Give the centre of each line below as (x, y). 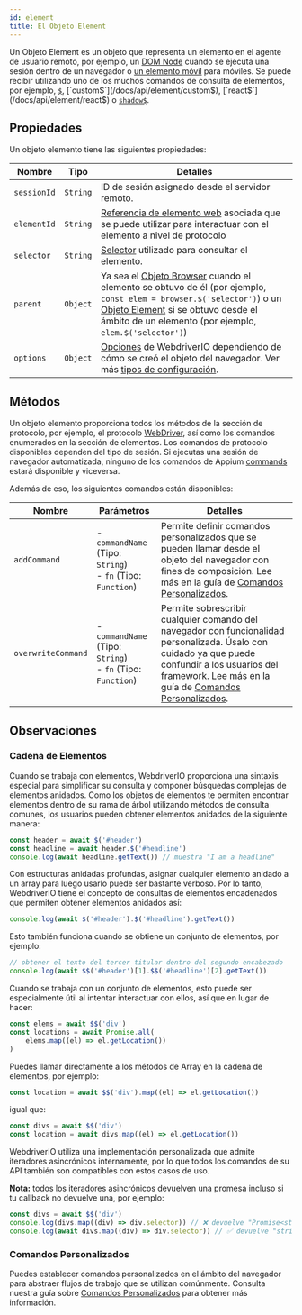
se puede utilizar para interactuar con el (185, 224)
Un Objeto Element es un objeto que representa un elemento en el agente (145, 51)
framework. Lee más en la (215, 676)
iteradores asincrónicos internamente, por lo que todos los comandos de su (150, 1161)
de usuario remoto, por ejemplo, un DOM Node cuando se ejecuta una (139, 61)
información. (33, 1302)
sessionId (35, 193)
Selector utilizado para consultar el (174, 251)
